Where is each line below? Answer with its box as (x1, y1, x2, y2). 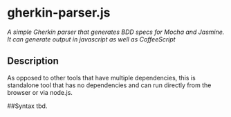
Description (7, 55, 59, 67)
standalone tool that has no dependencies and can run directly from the (7, 81, 212, 89)
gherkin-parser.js (7, 5, 111, 21)
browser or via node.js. (7, 88, 73, 96)
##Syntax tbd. (7, 102, 48, 110)
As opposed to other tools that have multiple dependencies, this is (7, 73, 196, 82)
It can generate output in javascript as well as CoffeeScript (7, 35, 176, 43)
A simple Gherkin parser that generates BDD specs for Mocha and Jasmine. (7, 28, 225, 36)
